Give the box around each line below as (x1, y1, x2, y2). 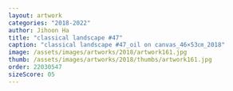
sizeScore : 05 (8, 70, 56, 78)
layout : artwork (8, 11, 62, 20)
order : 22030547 (8, 63, 62, 71)
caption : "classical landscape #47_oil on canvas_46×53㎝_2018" (8, 41, 226, 49)
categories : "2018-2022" (8, 19, 91, 27)
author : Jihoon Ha (8, 26, 69, 34)
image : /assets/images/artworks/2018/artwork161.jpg (8, 48, 188, 56)
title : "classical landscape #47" (8, 33, 124, 42)
